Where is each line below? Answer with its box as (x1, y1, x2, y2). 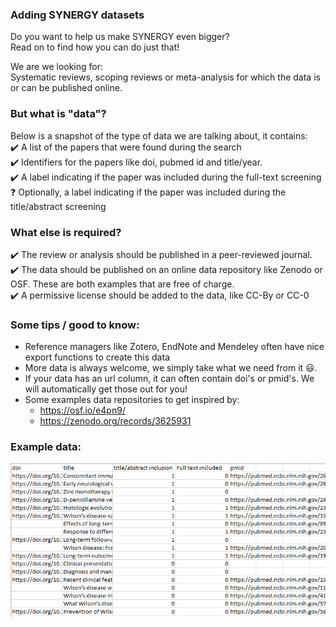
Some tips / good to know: (10, 318, 140, 332)
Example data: (10, 440, 82, 454)
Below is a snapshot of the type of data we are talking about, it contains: (10, 129, 308, 142)
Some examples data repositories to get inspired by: (24, 394, 240, 406)
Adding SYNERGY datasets (10, 8, 145, 22)
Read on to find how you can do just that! (10, 41, 180, 53)
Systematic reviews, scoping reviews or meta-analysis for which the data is (10, 71, 321, 83)
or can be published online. (10, 82, 123, 94)
